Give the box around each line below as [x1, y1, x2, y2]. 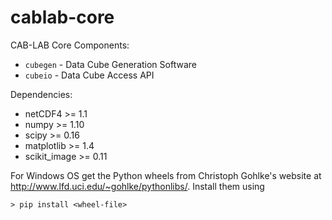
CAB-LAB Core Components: [10, 39, 130, 51]
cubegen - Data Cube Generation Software [24, 58, 197, 70]
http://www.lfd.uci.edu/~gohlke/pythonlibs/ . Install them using [10, 180, 265, 192]
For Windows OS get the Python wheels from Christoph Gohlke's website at [10, 169, 322, 181]
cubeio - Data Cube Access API [24, 69, 155, 81]
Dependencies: [10, 88, 73, 100]
